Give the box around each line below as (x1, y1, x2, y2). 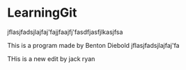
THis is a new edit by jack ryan (7, 54, 95, 63)
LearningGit (7, 5, 77, 21)
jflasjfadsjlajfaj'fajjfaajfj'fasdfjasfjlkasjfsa (7, 28, 123, 36)
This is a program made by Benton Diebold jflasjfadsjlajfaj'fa (7, 41, 180, 49)
